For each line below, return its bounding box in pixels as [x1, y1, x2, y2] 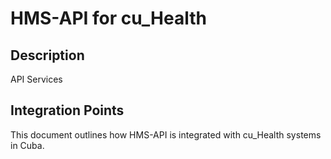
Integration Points [10, 102, 125, 119]
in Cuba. [10, 139, 45, 151]
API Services [10, 73, 63, 85]
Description [10, 47, 85, 64]
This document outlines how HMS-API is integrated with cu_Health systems [10, 128, 322, 141]
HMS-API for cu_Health [10, 7, 207, 30]
